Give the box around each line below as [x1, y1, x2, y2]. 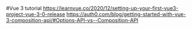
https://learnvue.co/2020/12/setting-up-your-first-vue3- [43, 5, 179, 11]
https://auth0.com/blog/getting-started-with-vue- [66, 11, 186, 18]
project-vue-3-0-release [6, 11, 65, 18]
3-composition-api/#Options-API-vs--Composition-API [6, 17, 139, 23]
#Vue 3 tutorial [6, 5, 42, 11]
